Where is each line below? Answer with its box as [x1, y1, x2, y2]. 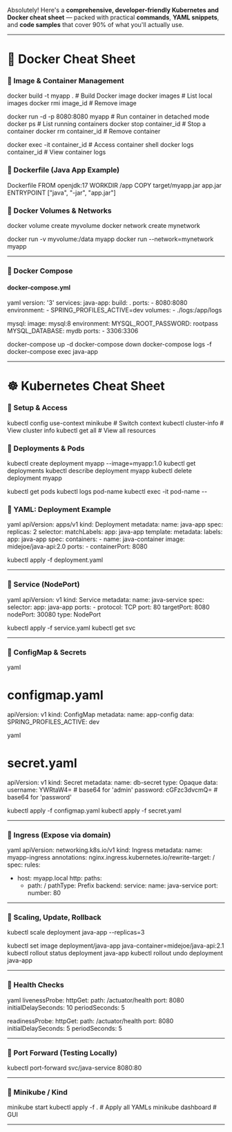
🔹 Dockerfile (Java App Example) [7, 166, 120, 175]
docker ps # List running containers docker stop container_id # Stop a [7, 120, 206, 128]
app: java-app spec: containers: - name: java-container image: [7, 535, 185, 543]
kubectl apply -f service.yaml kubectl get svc [7, 624, 136, 632]
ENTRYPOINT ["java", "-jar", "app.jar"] [7, 188, 116, 197]
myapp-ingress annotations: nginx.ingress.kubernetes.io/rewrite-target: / [7, 854, 215, 862]
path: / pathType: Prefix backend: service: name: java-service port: [27, 881, 218, 890]
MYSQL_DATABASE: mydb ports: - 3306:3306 [7, 327, 139, 335]
